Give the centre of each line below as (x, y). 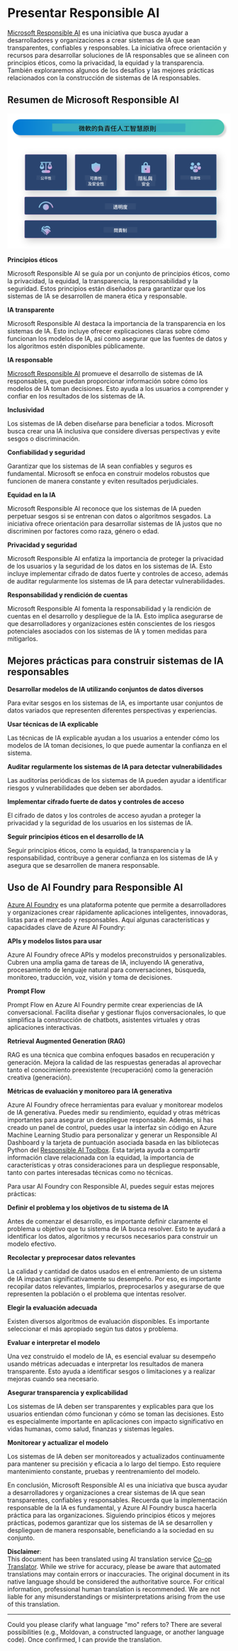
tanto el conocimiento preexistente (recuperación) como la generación (110, 1070)
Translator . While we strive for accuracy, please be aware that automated (114, 1566)
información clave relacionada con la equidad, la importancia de (101, 1157)
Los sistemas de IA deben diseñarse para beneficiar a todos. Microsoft (110, 424)
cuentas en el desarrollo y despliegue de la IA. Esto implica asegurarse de (115, 616)
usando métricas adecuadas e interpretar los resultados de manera (106, 1363)
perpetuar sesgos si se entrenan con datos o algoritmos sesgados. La (109, 516)
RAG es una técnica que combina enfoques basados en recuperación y (111, 1055)
